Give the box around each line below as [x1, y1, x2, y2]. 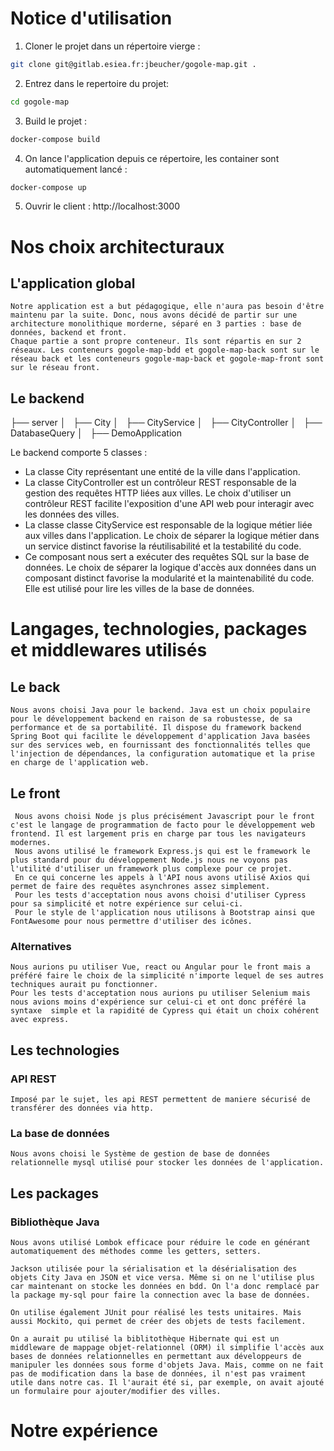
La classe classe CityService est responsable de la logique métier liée [24, 519, 313, 531]
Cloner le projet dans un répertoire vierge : [24, 40, 201, 52]
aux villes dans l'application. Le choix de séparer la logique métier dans [24, 530, 320, 542]
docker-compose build [10, 134, 101, 144]
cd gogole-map [10, 97, 70, 107]
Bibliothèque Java [10, 1215, 100, 1229]
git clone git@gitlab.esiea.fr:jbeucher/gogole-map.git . [10, 59, 257, 69]
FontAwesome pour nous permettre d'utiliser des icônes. [10, 917, 253, 927]
